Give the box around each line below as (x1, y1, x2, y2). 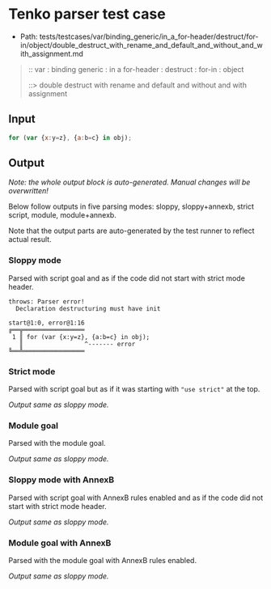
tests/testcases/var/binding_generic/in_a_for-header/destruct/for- (39, 32, 259, 41)
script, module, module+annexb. (8, 210, 117, 220)
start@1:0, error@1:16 (8, 319, 85, 327)
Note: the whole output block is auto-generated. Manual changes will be (8, 177, 251, 187)
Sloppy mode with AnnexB (8, 474, 115, 485)
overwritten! (8, 186, 49, 196)
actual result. (8, 235, 52, 244)
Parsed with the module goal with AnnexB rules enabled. (8, 555, 197, 565)
